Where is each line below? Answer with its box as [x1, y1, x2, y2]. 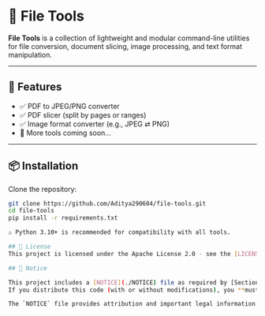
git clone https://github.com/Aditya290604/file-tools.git [8, 199, 207, 208]
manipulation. [8, 50, 53, 59]
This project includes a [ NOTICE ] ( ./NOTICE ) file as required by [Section [8, 278, 259, 287]
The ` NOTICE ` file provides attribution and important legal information [8, 300, 256, 308]
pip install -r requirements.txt [8, 214, 118, 222]
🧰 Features [8, 81, 62, 94]
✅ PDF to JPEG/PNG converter [19, 101, 120, 111]
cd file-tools [8, 207, 55, 215]
